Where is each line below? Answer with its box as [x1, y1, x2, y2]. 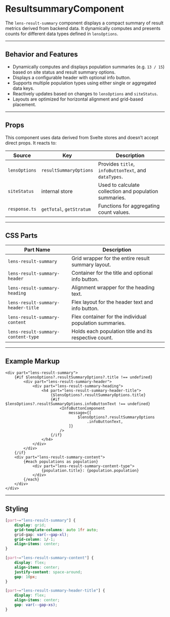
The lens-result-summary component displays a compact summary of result [5, 20, 163, 26]
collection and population [98, 187, 158, 194]
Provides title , [98, 160, 135, 168]
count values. [98, 209, 131, 216]
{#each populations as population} [23, 459, 99, 465]
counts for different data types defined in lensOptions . [5, 30, 118, 37]
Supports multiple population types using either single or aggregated [12, 80, 156, 86]
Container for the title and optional [71, 270, 153, 277]
